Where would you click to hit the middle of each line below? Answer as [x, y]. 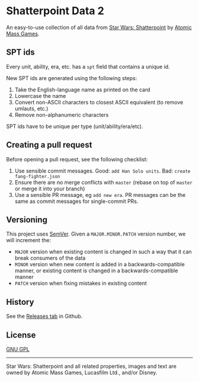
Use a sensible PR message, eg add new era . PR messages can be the [100, 195]
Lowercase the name [40, 95]
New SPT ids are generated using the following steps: [72, 78]
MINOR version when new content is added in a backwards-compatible [99, 265]
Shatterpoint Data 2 [55, 11]
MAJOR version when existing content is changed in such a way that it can [103, 252]
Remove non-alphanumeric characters [62, 114]
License [21, 335]
